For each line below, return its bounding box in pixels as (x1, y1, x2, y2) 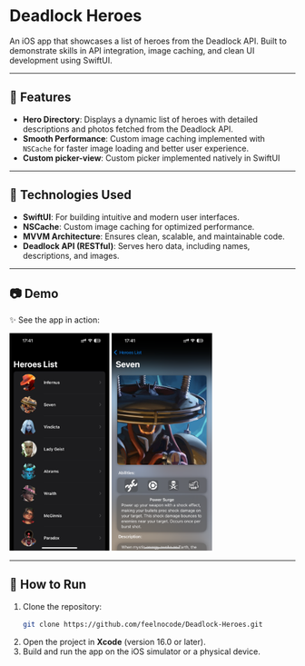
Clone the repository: (22, 601, 103, 611)
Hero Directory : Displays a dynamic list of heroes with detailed (22, 114, 259, 124)
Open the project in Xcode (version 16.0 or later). (22, 636, 206, 647)
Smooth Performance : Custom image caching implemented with (22, 133, 266, 144)
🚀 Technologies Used (9, 187, 132, 203)
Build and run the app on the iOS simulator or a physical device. (22, 646, 261, 657)
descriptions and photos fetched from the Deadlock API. (22, 124, 234, 134)
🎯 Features (9, 90, 72, 105)
